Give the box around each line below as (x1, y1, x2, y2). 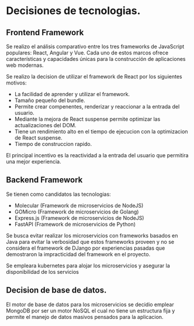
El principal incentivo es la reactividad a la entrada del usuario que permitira (6, 152, 189, 159)
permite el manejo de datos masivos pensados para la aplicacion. (6, 313, 164, 320)
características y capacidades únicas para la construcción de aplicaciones (6, 56, 186, 62)
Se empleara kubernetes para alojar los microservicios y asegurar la (6, 262, 171, 269)
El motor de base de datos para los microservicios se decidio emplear (6, 301, 174, 308)
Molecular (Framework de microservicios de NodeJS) (14, 202, 144, 209)
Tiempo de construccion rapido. (14, 141, 92, 147)
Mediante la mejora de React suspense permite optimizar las (14, 116, 161, 123)
